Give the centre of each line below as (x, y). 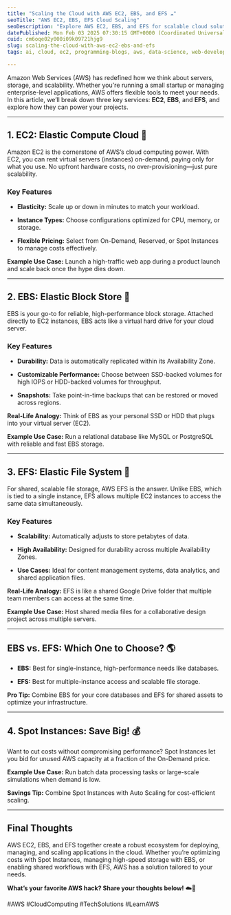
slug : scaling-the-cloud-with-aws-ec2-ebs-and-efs (81, 46)
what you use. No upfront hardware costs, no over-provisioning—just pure (112, 166)
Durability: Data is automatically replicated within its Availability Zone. (116, 361)
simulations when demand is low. (54, 779)
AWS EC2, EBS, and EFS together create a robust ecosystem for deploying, (113, 845)
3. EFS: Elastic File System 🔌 (69, 472)
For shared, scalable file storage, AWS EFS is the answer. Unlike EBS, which (114, 489)
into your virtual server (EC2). (49, 423)
